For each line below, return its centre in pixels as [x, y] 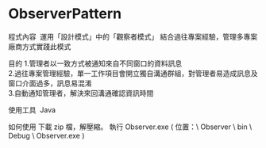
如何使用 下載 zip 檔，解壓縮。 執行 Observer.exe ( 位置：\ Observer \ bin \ [130, 127]
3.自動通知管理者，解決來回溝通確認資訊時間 [81, 93]
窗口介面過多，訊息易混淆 [50, 83]
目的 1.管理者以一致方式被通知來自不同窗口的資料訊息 [95, 63]
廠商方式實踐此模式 [40, 46]
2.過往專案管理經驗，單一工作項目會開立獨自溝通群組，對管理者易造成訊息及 [133, 73]
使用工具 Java [32, 110]
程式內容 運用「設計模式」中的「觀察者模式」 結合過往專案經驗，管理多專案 [133, 36]
